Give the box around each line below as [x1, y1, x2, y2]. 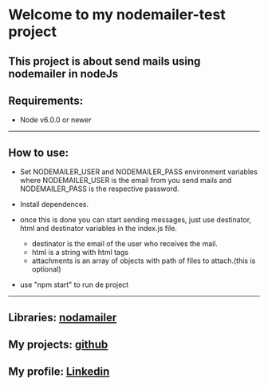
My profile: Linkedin [8, 365, 110, 379]
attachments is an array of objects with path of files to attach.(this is [31, 256, 256, 265]
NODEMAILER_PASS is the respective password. [19, 184, 179, 193]
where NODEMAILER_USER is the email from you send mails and [19, 176, 232, 185]
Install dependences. [19, 200, 89, 209]
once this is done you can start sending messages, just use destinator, [19, 215, 252, 225]
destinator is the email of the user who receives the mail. [31, 239, 218, 249]
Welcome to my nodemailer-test [8, 6, 226, 24]
